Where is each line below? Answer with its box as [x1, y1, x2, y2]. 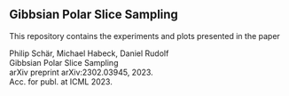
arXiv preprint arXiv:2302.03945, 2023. [9, 67, 153, 77]
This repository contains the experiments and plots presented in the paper [9, 30, 281, 41]
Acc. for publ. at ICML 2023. [9, 76, 113, 87]
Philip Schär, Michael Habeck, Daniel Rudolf [9, 48, 169, 59]
